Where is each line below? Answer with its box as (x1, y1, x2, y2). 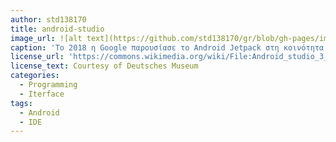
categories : (10, 71, 60, 81)
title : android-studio (10, 24, 105, 34)
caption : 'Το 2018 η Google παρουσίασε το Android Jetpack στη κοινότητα (10, 42, 325, 53)
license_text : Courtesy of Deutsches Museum (10, 61, 199, 71)
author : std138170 (10, 14, 87, 25)
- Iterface (19, 89, 65, 99)
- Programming (19, 80, 78, 90)
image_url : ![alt (10, 33, 83, 43)
